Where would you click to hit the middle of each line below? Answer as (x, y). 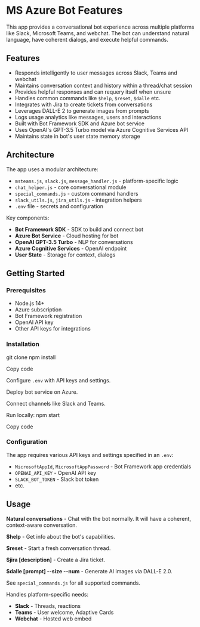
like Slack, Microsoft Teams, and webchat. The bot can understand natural (98, 33)
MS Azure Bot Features (64, 10)
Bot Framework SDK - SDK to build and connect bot (79, 229)
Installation (23, 344)
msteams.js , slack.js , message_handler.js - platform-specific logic (97, 181)
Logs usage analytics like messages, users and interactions (88, 117)
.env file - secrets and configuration (59, 206)
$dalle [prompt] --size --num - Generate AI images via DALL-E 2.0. (89, 571)
